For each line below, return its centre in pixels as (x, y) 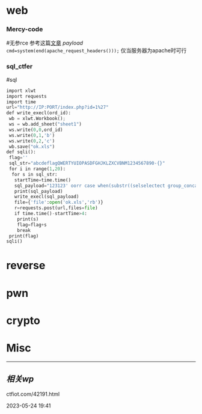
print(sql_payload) (38, 191)
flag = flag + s (32, 225)
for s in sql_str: (35, 174)
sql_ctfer (20, 67)
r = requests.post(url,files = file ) (56, 208)
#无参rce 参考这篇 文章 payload (44, 43)
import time (21, 102)
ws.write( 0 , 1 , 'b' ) (32, 135)
